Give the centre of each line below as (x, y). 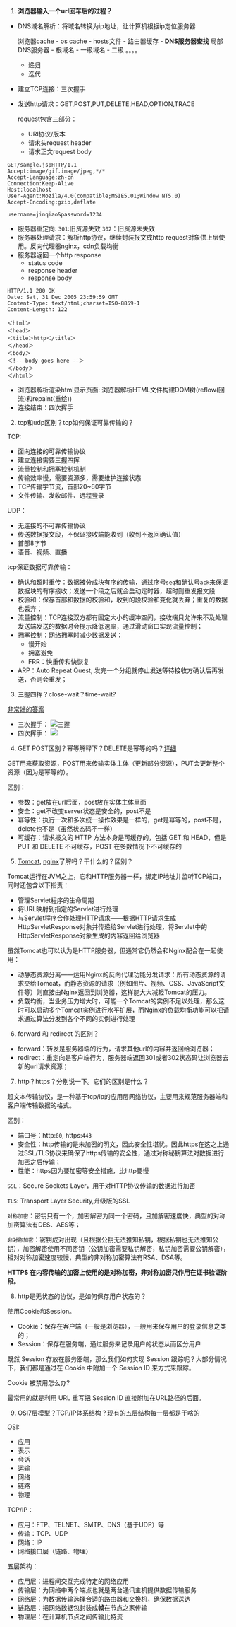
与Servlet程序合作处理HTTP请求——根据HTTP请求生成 (97, 918)
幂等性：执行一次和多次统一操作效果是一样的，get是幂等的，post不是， (121, 820)
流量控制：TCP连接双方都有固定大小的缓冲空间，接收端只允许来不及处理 (122, 617)
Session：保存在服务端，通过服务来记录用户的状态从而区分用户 (109, 1344)
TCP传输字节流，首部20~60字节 (64, 486)
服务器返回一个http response (60, 255)
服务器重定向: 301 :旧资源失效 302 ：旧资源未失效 (86, 228)
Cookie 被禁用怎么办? (39, 1383)
